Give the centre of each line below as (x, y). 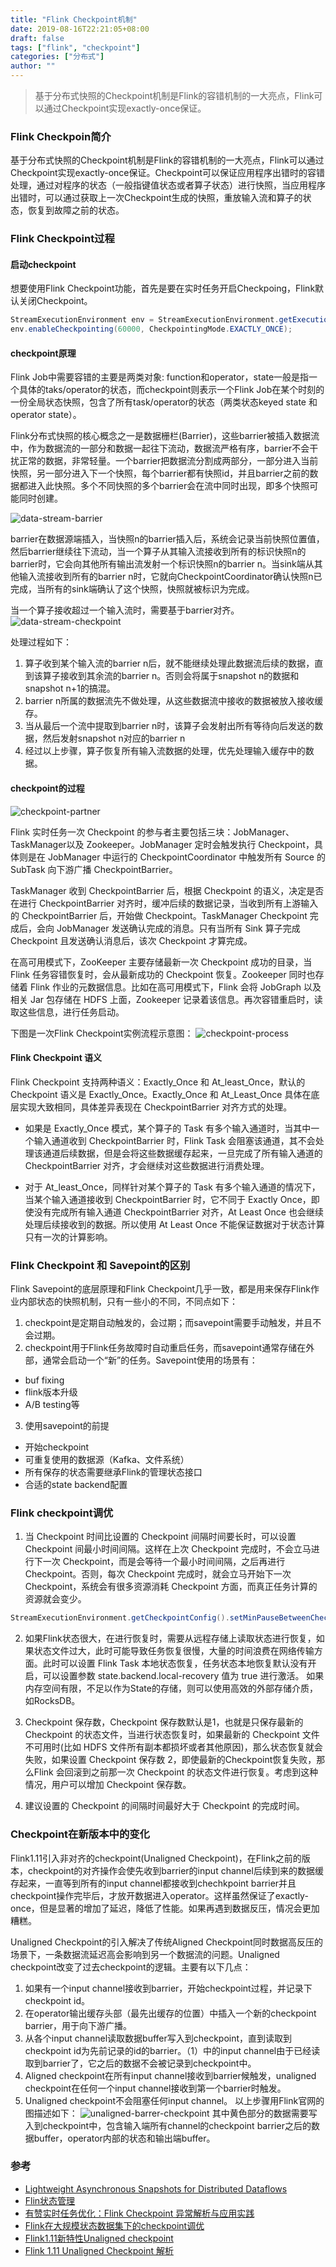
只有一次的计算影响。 (68, 1237)
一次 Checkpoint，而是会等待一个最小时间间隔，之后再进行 (164, 1562)
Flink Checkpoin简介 (61, 136)
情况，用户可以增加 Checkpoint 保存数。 (108, 1785)
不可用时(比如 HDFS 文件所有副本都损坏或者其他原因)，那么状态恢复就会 (173, 1747)
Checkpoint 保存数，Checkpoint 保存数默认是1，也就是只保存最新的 (164, 1722)
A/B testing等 (52, 1405)
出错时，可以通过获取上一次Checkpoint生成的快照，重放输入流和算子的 (156, 198)
